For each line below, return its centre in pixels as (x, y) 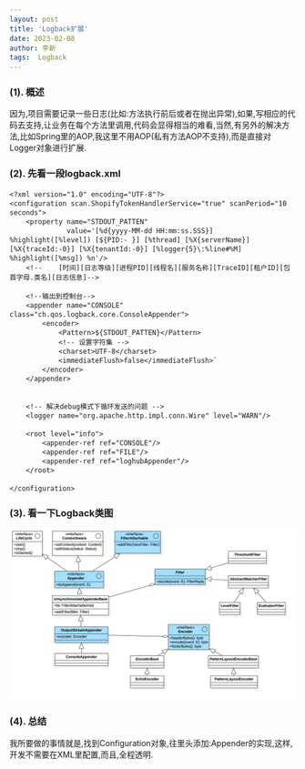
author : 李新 (33, 48)
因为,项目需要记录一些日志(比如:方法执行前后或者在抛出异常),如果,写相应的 (149, 114)
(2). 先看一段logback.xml (65, 174)
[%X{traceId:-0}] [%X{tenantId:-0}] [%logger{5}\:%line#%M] (126, 249)
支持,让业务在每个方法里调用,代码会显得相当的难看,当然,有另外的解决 (153, 125)
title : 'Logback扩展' (49, 29)
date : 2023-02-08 (42, 38)
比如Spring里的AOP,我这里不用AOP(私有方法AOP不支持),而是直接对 (145, 137)
